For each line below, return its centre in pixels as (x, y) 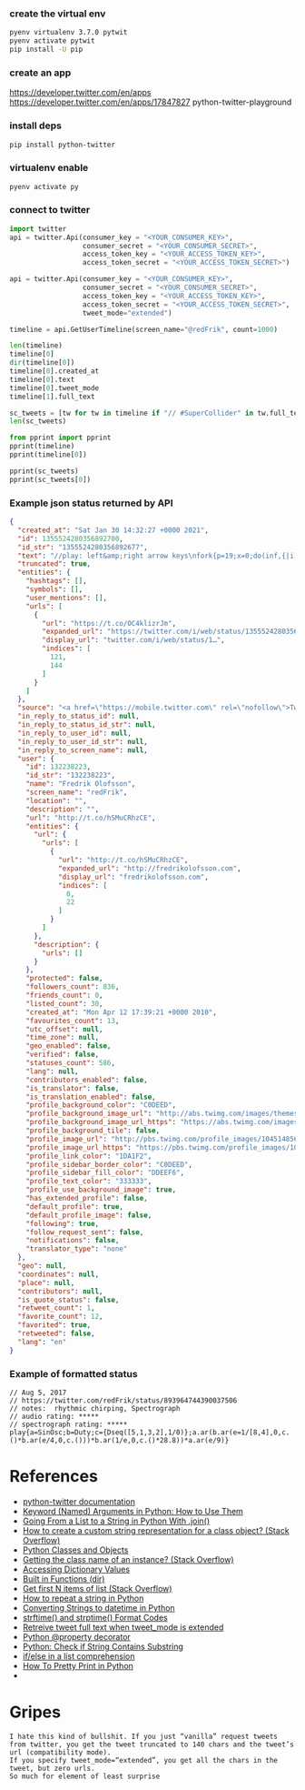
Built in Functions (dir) (64, 1579)
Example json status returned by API (92, 503)
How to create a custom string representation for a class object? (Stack (156, 1530)
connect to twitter (50, 210)
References (54, 1477)
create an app (40, 73)
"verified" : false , (63, 1055)
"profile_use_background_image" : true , (101, 1190)
